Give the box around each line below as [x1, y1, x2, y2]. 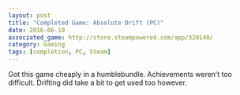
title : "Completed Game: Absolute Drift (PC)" [8, 19, 164, 27]
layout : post [8, 11, 51, 20]
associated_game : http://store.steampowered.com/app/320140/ [8, 33, 214, 42]
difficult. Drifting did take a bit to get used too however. [8, 78, 187, 87]
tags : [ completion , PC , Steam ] [8, 48, 111, 56]
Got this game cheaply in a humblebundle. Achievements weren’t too [8, 70, 233, 79]
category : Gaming [8, 41, 66, 49]
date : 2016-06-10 [8, 26, 66, 34]
